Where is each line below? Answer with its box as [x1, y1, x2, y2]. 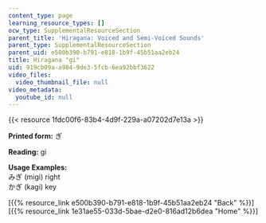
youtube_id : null [15, 93, 73, 101]
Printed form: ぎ [8, 131, 62, 141]
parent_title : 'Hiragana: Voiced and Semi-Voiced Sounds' [8, 33, 205, 42]
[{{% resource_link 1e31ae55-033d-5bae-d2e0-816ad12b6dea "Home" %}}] [8, 206, 259, 216]
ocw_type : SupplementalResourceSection [8, 26, 141, 34]
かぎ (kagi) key [8, 182, 57, 192]
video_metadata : [8, 85, 62, 94]
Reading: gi [8, 147, 47, 157]
